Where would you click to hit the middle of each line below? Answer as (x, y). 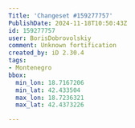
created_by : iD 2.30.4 (46, 53)
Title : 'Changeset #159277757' (61, 16)
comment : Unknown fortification (62, 46)
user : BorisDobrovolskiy (50, 38)
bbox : (17, 75)
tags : (17, 61)
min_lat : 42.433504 (48, 90)
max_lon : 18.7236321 (50, 98)
